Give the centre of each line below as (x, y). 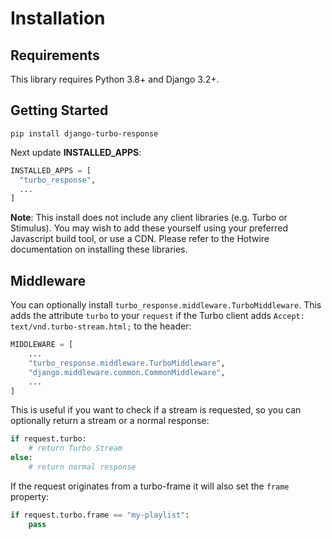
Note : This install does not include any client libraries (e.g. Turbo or (149, 218)
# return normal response (82, 467)
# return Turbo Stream (75, 448)
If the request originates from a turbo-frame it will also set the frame (150, 486)
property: (29, 496)
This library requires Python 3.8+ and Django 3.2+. (115, 79)
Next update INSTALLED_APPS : (76, 152)
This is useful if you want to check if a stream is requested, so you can (156, 410)
